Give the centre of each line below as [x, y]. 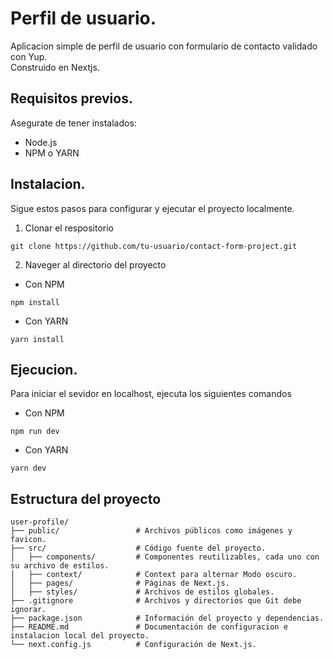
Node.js [41, 142]
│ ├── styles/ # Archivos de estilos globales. [142, 592]
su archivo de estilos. [60, 566]
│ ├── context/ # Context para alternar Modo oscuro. [154, 575]
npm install [35, 302]
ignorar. [28, 610]
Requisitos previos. [71, 98]
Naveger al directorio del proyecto [95, 264]
